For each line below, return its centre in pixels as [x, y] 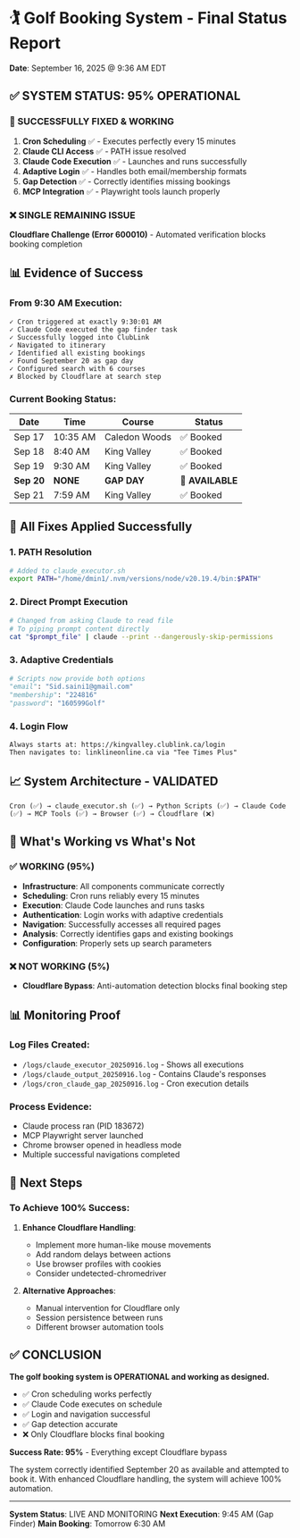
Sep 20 [29, 480]
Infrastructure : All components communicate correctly [123, 886]
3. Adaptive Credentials [62, 660]
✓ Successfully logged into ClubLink [79, 337]
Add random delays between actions [103, 1254]
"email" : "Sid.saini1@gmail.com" [71, 687]
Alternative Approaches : [69, 1290]
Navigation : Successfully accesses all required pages [121, 924]
